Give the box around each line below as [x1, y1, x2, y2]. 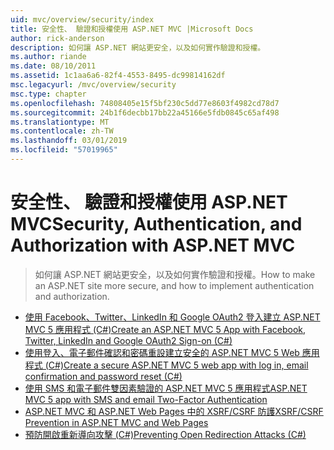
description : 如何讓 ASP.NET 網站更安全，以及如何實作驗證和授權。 [10, 42, 266, 53]
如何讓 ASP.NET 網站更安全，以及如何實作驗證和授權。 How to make [34, 268, 316, 280]
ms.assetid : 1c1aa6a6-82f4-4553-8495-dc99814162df [10, 71, 226, 81]
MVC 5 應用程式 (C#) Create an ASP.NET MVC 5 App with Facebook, [24, 323, 307, 335]
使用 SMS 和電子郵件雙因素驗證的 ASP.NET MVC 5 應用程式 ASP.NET [24, 382, 308, 394]
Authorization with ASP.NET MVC [10, 234, 296, 257]
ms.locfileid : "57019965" [10, 145, 118, 155]
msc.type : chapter [10, 89, 87, 99]
